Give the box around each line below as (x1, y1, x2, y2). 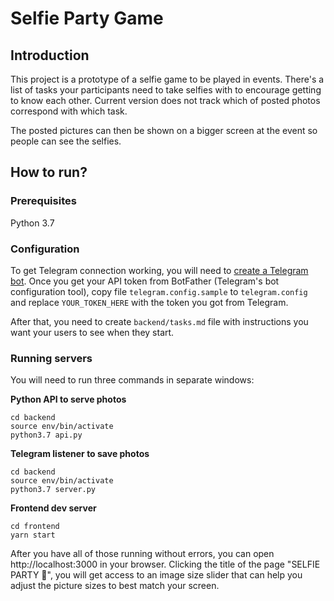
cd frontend (10, 522, 60, 532)
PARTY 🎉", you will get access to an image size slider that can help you (10, 569, 303, 581)
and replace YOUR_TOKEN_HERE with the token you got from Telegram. (10, 296, 289, 308)
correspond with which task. (10, 105, 128, 117)
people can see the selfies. (10, 135, 122, 147)
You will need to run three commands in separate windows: (10, 374, 255, 386)
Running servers (10, 351, 93, 365)
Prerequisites (10, 194, 77, 208)
